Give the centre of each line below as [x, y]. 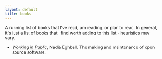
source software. [29, 52]
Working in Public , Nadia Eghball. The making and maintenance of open [83, 47]
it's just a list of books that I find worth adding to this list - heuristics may [77, 33]
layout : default [21, 9]
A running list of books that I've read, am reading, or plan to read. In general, [81, 27]
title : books [18, 14]
